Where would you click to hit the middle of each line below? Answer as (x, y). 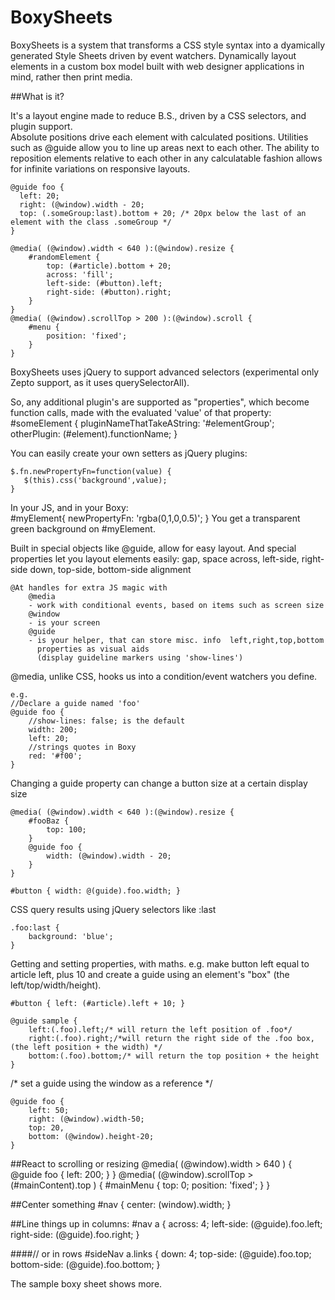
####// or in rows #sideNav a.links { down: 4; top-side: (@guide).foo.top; (161, 1253)
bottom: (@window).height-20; (91, 1136)
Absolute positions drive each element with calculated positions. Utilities (159, 137)
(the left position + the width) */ (86, 1047)
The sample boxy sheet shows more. (86, 1283)
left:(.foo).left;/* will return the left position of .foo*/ (160, 1029)
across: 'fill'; (80, 274)
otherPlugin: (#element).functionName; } (94, 433)
